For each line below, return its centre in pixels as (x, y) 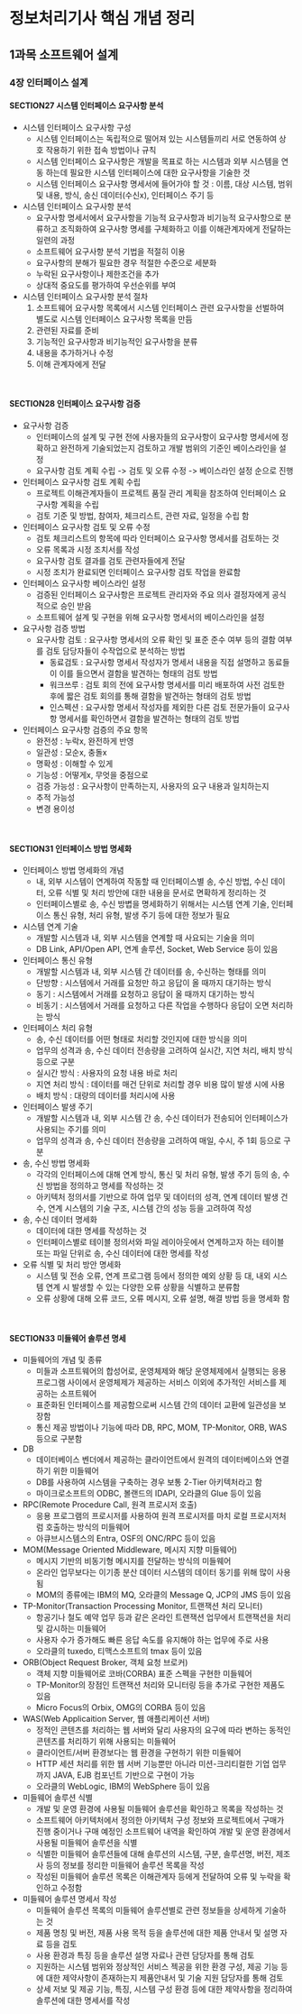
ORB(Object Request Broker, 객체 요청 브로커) (105, 1662)
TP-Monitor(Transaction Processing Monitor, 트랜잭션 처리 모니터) (142, 1607)
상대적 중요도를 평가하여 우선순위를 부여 (106, 285)
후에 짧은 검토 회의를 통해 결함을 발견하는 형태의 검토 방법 (150, 696)
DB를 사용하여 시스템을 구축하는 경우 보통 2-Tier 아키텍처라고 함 (149, 1482)
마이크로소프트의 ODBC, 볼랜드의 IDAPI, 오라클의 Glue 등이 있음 (149, 1494)
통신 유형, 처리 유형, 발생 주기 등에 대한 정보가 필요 (142, 915)
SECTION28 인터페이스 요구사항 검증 (75, 404)
